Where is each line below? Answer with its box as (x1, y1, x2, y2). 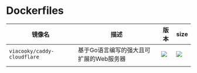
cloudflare (9, 53, 39, 60)
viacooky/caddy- (9, 48, 55, 54)
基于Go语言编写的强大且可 (78, 46, 151, 54)
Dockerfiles (6, 4, 64, 17)
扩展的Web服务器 (78, 54, 126, 63)
